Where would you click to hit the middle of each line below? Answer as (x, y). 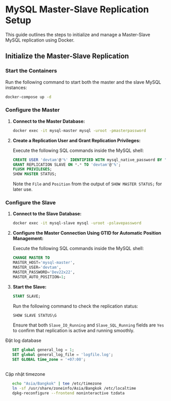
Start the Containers (31, 71)
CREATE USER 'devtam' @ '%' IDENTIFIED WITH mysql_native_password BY (87, 160)
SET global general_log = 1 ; (43, 350)
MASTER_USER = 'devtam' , (37, 268)
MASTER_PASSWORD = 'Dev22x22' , (44, 272)
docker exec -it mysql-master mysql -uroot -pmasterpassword (79, 130)
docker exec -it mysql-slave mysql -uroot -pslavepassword (77, 223)
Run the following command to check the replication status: (75, 306)
